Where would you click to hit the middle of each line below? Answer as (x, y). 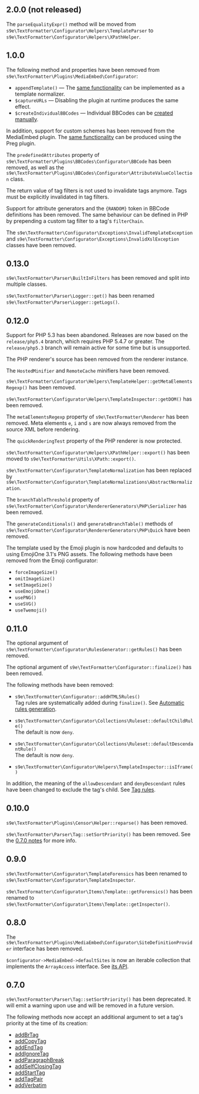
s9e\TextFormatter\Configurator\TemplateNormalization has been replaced (99, 470)
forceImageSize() (36, 573)
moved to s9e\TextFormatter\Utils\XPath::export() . (71, 459)
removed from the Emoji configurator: (52, 560)
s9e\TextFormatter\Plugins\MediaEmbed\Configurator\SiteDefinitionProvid (99, 942)
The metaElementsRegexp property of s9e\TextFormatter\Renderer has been (97, 417)
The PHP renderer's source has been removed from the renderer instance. (97, 360)
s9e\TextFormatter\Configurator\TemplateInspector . (71, 879)
